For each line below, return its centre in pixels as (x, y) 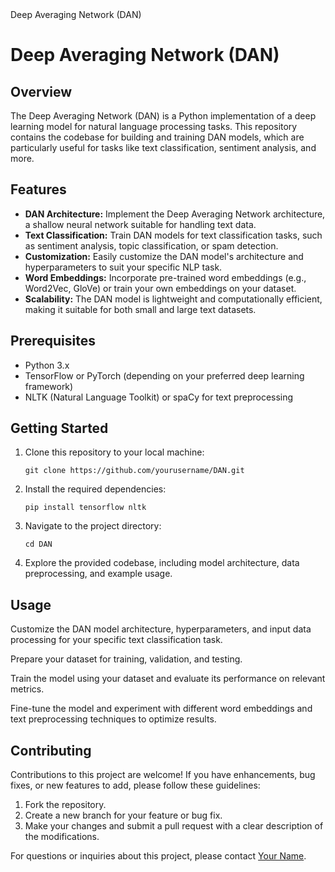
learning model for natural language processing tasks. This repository (154, 126)
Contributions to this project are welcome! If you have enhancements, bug (163, 775)
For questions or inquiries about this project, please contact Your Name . (158, 856)
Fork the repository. (65, 805)
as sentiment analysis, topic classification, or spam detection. (151, 245)
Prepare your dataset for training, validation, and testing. (126, 659)
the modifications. (62, 837)
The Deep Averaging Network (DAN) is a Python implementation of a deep (163, 116)
